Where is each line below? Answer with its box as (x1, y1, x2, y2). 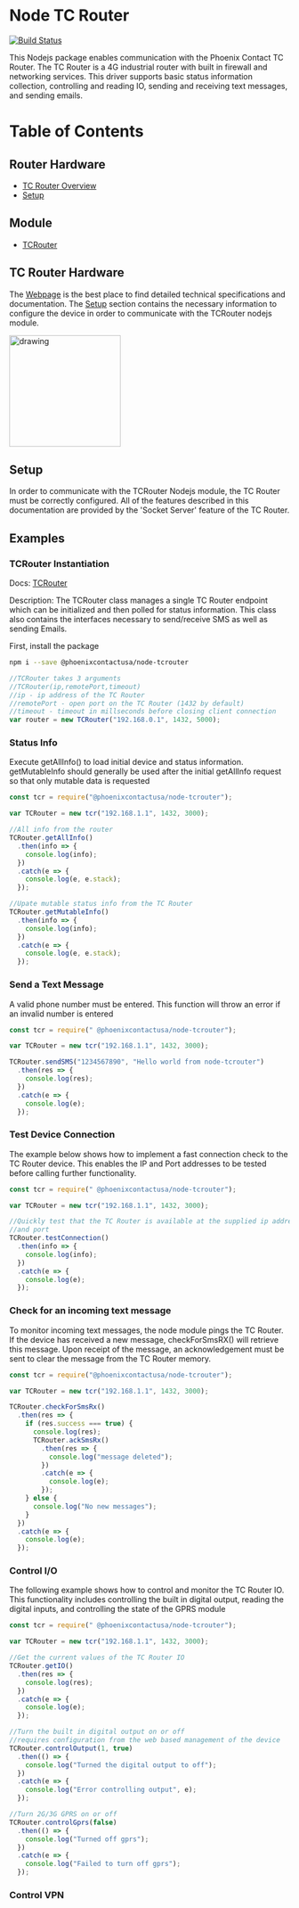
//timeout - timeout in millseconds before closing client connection (9, 707, 277, 716)
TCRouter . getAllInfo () (9, 834, 93, 843)
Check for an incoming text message (9, 1304, 172, 1317)
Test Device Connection (9, 1129, 116, 1141)
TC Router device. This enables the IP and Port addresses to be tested (9, 1158, 267, 1169)
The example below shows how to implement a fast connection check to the (9, 1148, 288, 1159)
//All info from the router (9, 826, 114, 835)
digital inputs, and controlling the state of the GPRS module (9, 1604, 226, 1615)
